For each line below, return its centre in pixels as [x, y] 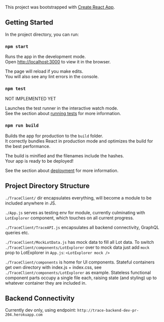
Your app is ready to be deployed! [39, 161]
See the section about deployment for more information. [62, 170]
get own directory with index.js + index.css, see [53, 267]
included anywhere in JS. [31, 203]
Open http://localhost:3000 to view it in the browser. [58, 62]
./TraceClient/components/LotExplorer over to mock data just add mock [77, 247]
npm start [17, 46]
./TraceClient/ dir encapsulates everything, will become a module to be [78, 198]
